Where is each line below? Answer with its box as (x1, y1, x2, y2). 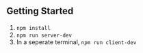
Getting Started (6, 5, 74, 17)
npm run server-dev (16, 32, 73, 39)
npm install (16, 24, 51, 31)
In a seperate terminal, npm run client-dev (16, 37, 137, 46)
